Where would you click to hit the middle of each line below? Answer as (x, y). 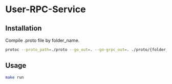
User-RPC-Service (46, 9)
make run (15, 77)
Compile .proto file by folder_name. (42, 40)
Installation (24, 28)
